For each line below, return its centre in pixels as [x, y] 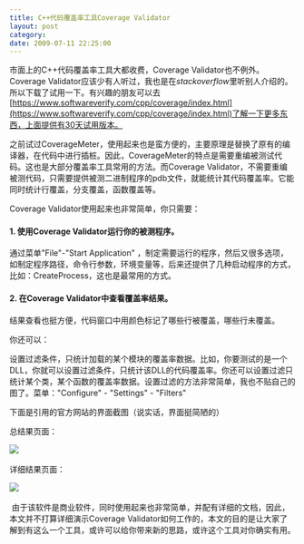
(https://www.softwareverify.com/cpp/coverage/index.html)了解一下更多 [145, 113]
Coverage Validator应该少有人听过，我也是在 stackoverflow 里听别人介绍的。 [151, 82]
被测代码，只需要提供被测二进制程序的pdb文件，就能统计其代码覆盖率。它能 [152, 179]
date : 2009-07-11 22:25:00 [60, 43]
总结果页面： [33, 431]
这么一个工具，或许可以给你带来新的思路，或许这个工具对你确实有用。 [164, 529]
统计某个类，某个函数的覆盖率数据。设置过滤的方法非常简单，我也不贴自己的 [152, 381]
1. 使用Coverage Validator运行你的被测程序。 [94, 231]
